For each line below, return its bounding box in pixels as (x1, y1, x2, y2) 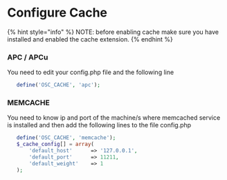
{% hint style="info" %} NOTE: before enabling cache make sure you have (7, 28, 219, 36)
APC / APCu (7, 52, 48, 62)
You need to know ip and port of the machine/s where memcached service (7, 114, 221, 122)
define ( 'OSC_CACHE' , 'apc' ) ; (16, 82, 100, 89)
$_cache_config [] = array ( (16, 141, 95, 148)
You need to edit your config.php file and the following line (7, 68, 174, 77)
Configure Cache (7, 5, 107, 21)
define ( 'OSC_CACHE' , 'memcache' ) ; (16, 134, 116, 141)
